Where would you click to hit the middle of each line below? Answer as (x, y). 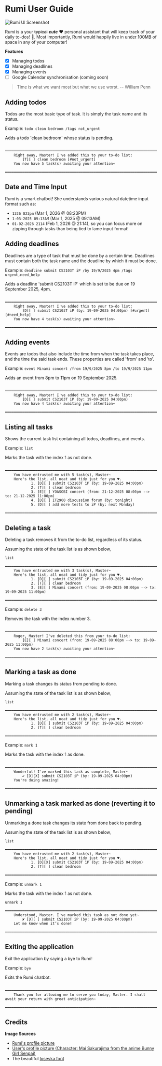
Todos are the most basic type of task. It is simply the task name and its (76, 114)
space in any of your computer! (36, 42)
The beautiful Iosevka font (38, 1059)
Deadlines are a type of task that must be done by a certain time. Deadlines (80, 255)
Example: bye (18, 968)
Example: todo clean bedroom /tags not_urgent (53, 128)
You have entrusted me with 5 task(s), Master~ (62, 475)
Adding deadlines (32, 244)
